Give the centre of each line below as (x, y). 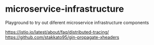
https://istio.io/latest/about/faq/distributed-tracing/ (57, 32)
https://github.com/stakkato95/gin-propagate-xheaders (62, 37)
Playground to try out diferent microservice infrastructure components (77, 22)
